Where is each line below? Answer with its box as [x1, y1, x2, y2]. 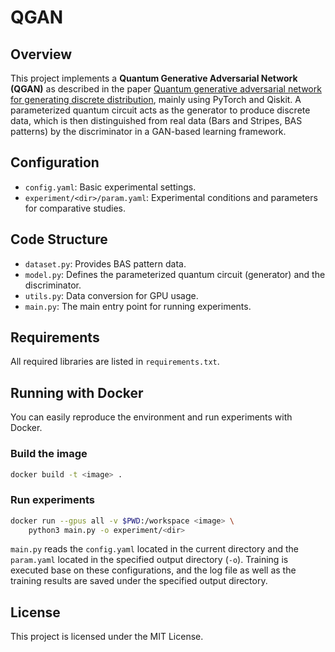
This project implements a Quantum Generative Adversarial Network [10, 72, 298, 84]
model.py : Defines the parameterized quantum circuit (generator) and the [24, 268, 326, 280]
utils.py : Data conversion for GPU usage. [24, 289, 199, 301]
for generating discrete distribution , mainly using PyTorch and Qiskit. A [10, 94, 302, 105]
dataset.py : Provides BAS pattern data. [24, 257, 187, 270]
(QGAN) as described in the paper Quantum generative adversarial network [10, 83, 322, 95]
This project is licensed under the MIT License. [10, 631, 204, 643]
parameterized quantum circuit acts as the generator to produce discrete [10, 104, 311, 116]
